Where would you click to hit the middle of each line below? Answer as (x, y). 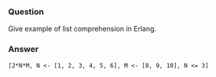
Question (26, 12)
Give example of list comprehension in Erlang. (82, 29)
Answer (24, 49)
